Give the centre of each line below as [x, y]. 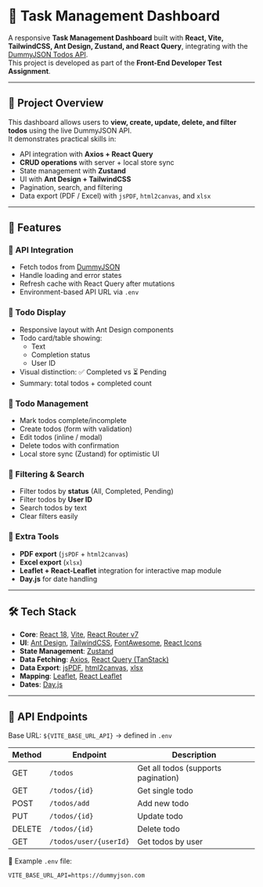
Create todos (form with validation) [76, 429]
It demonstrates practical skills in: [62, 139]
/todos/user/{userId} [90, 842]
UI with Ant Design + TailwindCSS [75, 179]
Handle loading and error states [70, 276]
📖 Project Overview [56, 103]
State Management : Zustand [66, 652]
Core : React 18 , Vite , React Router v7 [79, 634]
